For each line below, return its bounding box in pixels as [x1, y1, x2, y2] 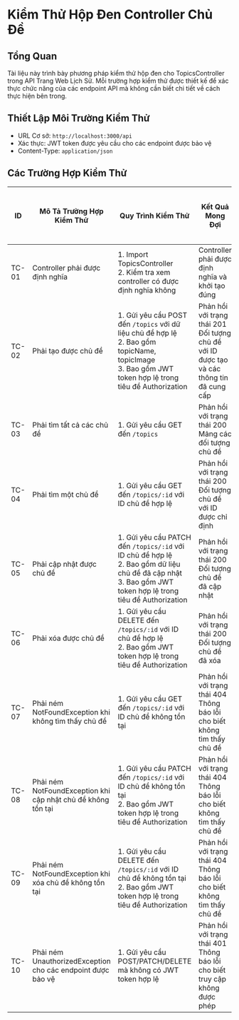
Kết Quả [201, 201, 230, 211]
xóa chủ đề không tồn [31, 877, 105, 887]
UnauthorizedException [31, 956, 112, 966]
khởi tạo [198, 281, 225, 291]
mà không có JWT [117, 965, 179, 975]
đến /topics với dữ [117, 319, 181, 329]
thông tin [198, 373, 229, 383]
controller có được [117, 276, 179, 286]
